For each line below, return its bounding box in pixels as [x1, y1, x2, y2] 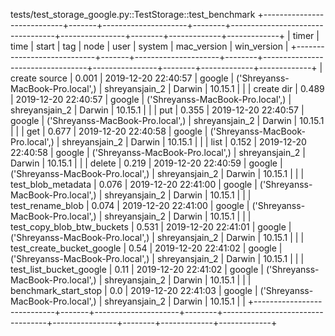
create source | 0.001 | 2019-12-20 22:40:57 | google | [10, 72, 235, 84]
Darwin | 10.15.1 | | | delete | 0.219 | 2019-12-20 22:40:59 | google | [10, 157, 283, 169]
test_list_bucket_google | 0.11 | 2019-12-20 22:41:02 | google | [10, 264, 264, 275]
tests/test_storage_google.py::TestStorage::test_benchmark [10, 9, 256, 20]
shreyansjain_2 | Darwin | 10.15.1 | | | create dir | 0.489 [104, 83, 325, 94]
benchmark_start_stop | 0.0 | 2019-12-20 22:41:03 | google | [10, 285, 258, 296]
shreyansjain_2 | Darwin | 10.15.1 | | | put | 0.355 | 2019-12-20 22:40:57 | [10, 104, 305, 116]
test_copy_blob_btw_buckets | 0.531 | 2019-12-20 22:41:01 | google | [10, 221, 292, 233]
